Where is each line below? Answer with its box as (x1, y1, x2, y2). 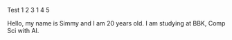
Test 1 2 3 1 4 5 (7, 6, 50, 14)
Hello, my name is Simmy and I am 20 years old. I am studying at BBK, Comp (7, 19, 226, 27)
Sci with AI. (7, 27, 39, 34)
